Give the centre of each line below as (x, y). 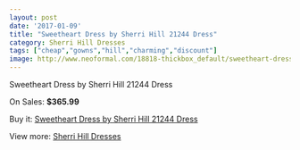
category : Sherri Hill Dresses (67, 42)
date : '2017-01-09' (46, 26)
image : (21, 59)
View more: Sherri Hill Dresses (65, 136)
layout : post (33, 17)
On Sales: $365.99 (45, 102)
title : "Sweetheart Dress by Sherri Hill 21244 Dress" (113, 34)
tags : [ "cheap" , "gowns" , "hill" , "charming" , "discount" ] (113, 51)
